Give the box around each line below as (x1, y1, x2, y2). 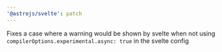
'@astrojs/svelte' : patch (6, 10, 82, 17)
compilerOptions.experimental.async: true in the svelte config (6, 36, 189, 45)
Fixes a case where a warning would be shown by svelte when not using (6, 29, 216, 37)
